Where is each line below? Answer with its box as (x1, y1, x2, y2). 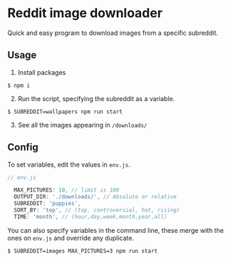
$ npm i (7, 82, 31, 89)
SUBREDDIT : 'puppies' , (14, 200, 81, 207)
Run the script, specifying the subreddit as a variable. (17, 94, 175, 103)
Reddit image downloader (7, 5, 163, 21)
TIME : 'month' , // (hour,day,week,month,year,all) (14, 213, 168, 220)
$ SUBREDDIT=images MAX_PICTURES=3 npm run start (7, 247, 158, 254)
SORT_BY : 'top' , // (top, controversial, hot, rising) (14, 206, 180, 214)
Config (7, 141, 38, 154)
